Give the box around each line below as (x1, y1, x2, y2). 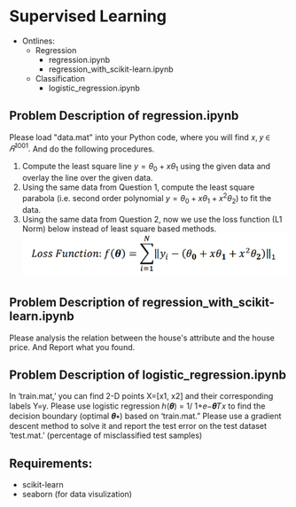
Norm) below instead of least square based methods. (21, 223, 217, 234)
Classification (35, 73, 86, 83)
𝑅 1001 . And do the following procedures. (9, 142, 155, 154)
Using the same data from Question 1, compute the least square (21, 182, 255, 192)
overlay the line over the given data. (21, 173, 153, 183)
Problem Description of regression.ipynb (9, 108, 239, 123)
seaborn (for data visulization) (21, 489, 133, 500)
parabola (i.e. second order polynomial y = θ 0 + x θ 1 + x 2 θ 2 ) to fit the (21, 191, 272, 206)
